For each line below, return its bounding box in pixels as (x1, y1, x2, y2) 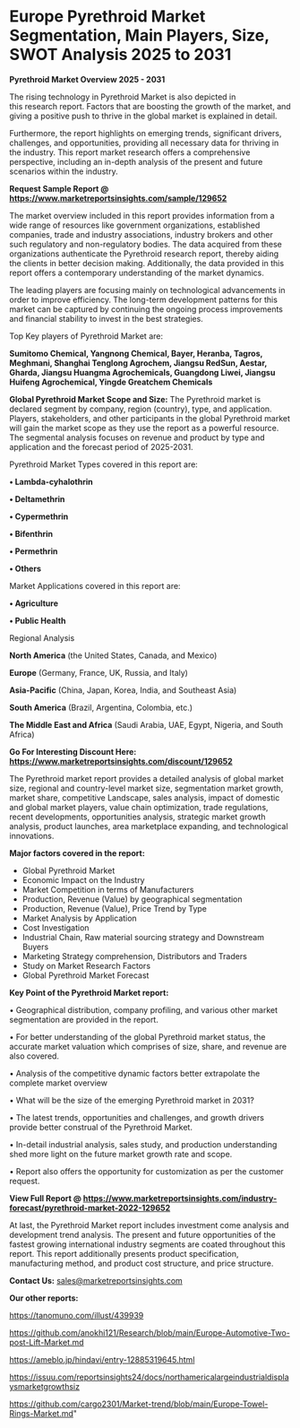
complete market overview (9, 1077, 107, 1088)
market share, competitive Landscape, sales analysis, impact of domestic (9, 792, 280, 803)
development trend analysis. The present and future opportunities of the (9, 1229, 276, 1240)
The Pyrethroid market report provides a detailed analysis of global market (9, 773, 284, 783)
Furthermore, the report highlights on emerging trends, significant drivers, (9, 127, 282, 138)
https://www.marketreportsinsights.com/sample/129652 (9, 193, 227, 203)
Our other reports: (9, 1293, 79, 1303)
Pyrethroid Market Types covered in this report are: (9, 459, 199, 470)
